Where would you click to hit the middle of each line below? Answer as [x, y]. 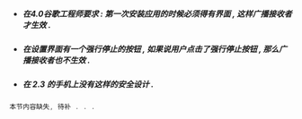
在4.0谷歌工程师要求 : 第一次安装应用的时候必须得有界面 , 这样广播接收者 [157, 13]
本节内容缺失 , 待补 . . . [53, 106]
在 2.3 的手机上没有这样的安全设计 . [88, 84]
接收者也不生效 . [60, 60]
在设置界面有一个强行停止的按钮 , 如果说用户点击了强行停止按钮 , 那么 [151, 48]
